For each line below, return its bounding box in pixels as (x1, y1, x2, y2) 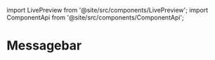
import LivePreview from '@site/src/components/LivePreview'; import (6, 6, 209, 14)
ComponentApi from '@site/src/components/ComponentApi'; (6, 13, 184, 22)
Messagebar (6, 38, 82, 54)
